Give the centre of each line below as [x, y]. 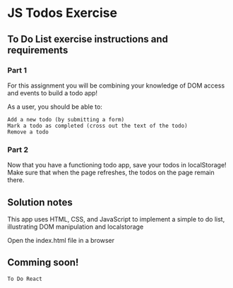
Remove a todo [28, 132]
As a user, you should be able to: [55, 107]
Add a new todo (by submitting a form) [66, 119]
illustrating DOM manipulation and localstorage [76, 227]
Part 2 [18, 150]
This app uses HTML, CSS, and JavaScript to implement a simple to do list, [116, 219]
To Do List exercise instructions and [88, 39]
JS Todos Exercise [62, 13]
